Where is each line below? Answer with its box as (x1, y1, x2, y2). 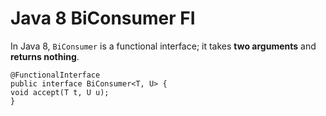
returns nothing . (10, 50, 80, 62)
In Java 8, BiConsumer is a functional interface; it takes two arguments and (10, 40, 317, 52)
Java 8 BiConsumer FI (10, 7, 196, 30)
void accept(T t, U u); (10, 87, 110, 97)
